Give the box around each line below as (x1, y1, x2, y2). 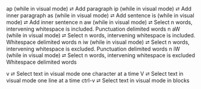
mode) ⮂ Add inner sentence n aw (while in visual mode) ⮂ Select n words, (6, 19, 193, 26)
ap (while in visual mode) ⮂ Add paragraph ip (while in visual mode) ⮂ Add (6, 5, 191, 12)
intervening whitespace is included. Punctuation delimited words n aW (6, 25, 181, 32)
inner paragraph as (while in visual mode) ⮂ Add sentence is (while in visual (6, 12, 194, 19)
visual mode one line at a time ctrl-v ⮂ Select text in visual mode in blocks (6, 77, 190, 84)
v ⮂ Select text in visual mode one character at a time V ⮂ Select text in (6, 70, 184, 77)
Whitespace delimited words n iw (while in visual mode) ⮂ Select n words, (6, 38, 190, 46)
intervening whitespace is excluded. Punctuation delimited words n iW (6, 45, 181, 52)
